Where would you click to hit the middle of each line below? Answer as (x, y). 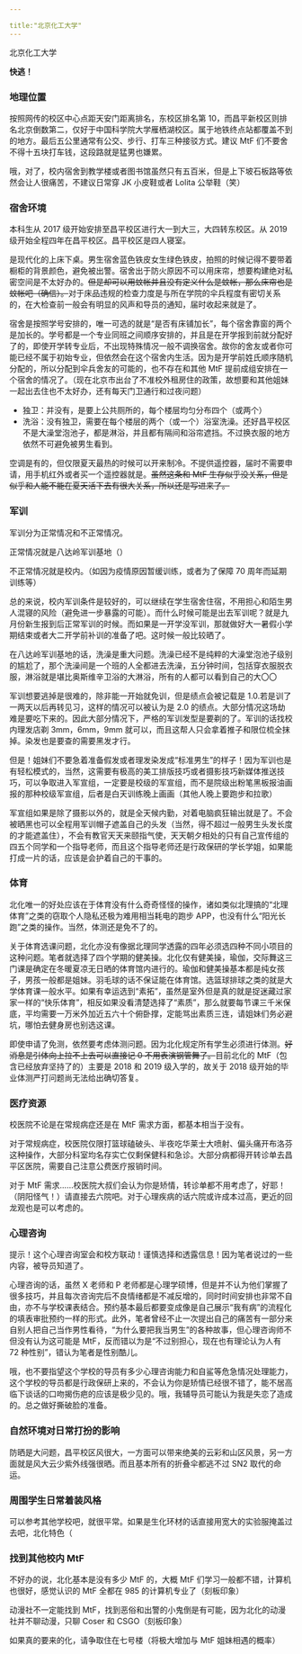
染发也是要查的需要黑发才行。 (80, 741)
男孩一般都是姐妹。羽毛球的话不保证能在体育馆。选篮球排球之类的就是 (155, 980)
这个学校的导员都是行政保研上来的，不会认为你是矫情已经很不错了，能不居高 (151, 1383)
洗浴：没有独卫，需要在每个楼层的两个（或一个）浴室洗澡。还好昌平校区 (156, 422)
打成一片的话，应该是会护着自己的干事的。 (88, 858)
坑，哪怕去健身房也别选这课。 (64, 1025)
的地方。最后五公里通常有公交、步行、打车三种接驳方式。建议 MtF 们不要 (145, 140)
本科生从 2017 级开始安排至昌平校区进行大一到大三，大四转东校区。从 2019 (148, 229)
